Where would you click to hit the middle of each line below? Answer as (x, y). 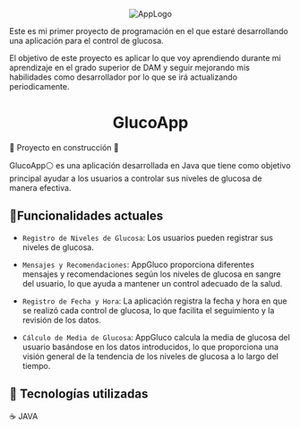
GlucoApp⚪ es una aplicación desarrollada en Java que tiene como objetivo (150, 165)
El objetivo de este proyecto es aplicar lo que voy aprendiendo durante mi (145, 58)
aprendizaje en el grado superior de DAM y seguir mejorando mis (130, 68)
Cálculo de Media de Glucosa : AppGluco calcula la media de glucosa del (156, 337)
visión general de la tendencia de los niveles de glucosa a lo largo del (150, 356)
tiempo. (36, 365)
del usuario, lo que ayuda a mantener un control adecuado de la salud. (152, 283)
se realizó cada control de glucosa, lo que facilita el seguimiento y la (148, 310)
